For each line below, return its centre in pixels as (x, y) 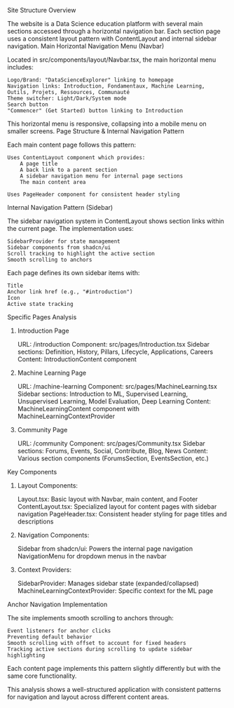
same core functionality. (42, 676)
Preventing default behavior (50, 637)
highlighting (26, 655)
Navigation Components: (53, 535)
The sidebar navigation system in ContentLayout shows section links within (116, 221)
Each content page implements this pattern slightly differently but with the (114, 668)
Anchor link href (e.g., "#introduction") (70, 292)
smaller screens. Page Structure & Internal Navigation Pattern (96, 131)
